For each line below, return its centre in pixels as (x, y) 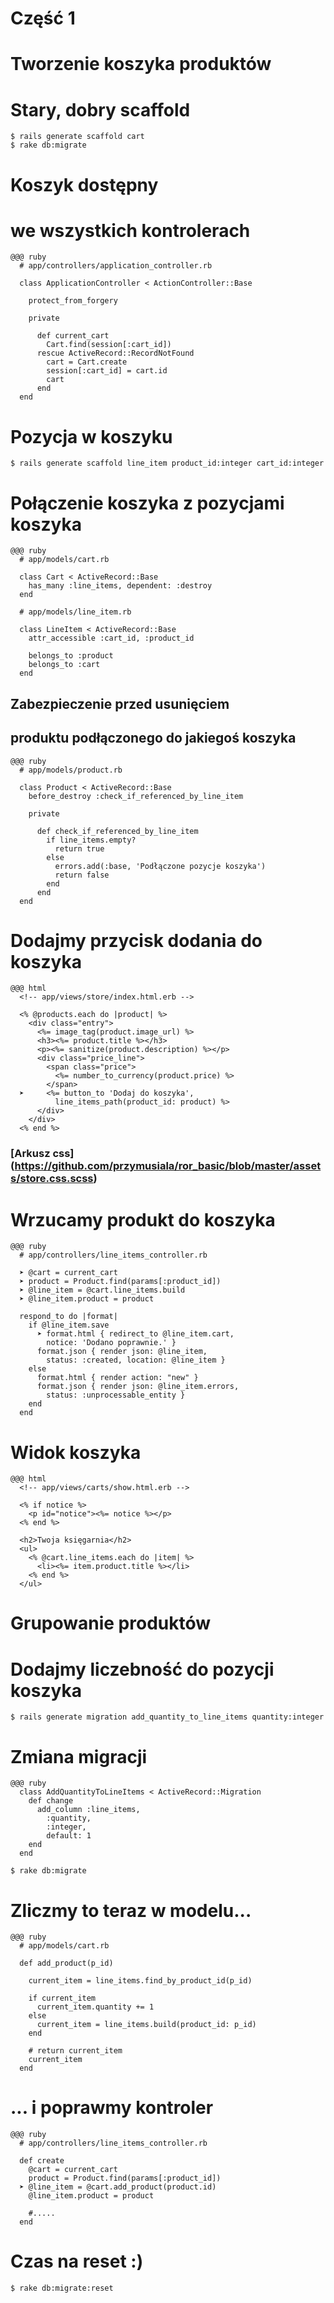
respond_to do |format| (68, 1317)
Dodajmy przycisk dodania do (136, 940)
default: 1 (69, 1836)
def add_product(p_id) (66, 1963)
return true (79, 848)
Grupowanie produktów (111, 1623)
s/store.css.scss (52, 1179)
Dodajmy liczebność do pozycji (142, 1669)
